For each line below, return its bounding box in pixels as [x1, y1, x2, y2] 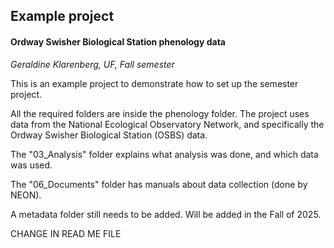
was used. [10, 159, 53, 171]
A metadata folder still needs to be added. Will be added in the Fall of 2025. [10, 208, 322, 220]
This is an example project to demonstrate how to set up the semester [10, 77, 299, 89]
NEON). [10, 189, 42, 201]
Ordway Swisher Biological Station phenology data [10, 35, 226, 48]
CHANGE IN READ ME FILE [10, 227, 122, 239]
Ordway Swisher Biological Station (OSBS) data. [10, 129, 208, 141]
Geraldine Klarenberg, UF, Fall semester [10, 58, 175, 70]
